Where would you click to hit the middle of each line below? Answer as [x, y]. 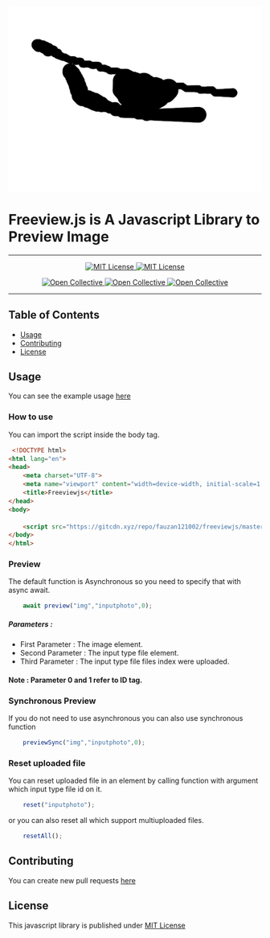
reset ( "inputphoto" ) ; [59, 805]
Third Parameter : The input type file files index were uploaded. [125, 661]
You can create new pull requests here [72, 880]
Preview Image [59, 237]
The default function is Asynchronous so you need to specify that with [125, 582]
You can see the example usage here [70, 396]
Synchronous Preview [52, 701]
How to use [31, 417]
